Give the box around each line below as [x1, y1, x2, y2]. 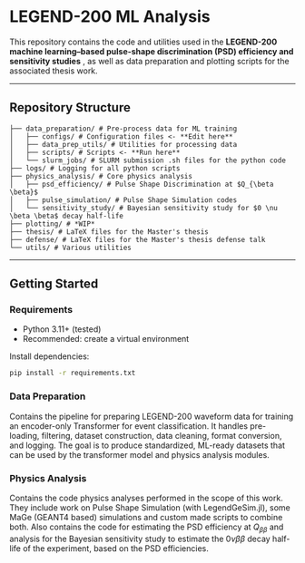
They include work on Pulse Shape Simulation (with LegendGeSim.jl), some [9, 501, 290, 513]
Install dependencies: [9, 351, 90, 362]
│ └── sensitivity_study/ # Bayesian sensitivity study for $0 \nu [9, 203, 279, 212]
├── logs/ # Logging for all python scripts [9, 163, 181, 173]
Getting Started [9, 277, 99, 292]
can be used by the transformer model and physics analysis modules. [9, 449, 270, 460]
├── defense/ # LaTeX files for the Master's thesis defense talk [9, 235, 266, 244]
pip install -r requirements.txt [9, 369, 136, 378]
